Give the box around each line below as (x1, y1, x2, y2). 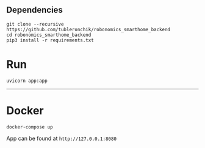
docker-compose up (6, 124, 53, 130)
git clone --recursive (6, 21, 64, 27)
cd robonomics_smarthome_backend (6, 32, 92, 38)
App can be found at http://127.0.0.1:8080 (6, 135, 117, 142)
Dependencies (6, 5, 63, 15)
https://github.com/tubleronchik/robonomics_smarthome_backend (6, 26, 171, 32)
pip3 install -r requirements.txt (6, 37, 95, 43)
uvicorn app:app (6, 78, 48, 84)
